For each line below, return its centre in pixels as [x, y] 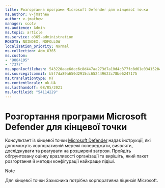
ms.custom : [16, 55]
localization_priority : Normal [37, 46]
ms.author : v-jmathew [27, 14]
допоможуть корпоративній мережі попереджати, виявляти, [69, 146]
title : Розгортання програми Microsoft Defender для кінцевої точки [77, 10]
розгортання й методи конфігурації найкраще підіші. [60, 161]
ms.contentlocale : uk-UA [30, 83]
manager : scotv [21, 23]
